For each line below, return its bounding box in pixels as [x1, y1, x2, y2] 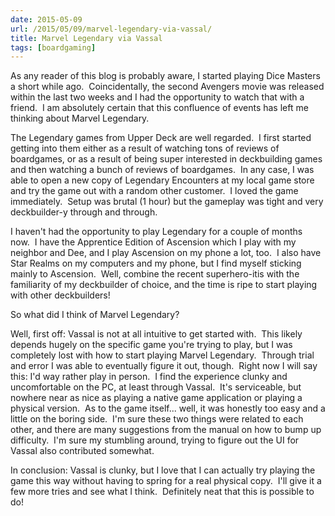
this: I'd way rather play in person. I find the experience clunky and [10, 371, 288, 383]
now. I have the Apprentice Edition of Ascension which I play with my [10, 236, 297, 248]
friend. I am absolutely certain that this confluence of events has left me [10, 102, 309, 114]
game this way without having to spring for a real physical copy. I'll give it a [10, 475, 322, 487]
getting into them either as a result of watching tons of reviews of [10, 142, 280, 155]
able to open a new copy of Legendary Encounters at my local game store [10, 174, 315, 186]
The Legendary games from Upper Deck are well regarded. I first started [10, 132, 312, 144]
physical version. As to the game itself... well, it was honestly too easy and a [10, 402, 326, 415]
